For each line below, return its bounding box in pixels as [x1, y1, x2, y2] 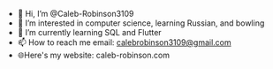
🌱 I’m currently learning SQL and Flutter [17, 27, 162, 37]
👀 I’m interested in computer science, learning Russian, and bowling [17, 18, 265, 28]
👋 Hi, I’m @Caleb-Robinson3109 [17, 9, 134, 19]
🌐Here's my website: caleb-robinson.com [17, 50, 171, 60]
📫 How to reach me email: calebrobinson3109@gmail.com [17, 37, 231, 48]
